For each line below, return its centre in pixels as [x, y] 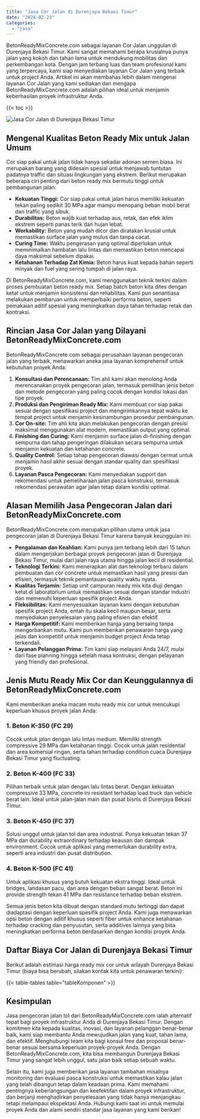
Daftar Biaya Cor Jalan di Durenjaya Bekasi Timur [99, 950]
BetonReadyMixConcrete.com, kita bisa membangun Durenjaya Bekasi [93, 1054]
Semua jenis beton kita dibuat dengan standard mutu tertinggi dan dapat [95, 906]
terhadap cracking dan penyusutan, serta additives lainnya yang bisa [91, 925]
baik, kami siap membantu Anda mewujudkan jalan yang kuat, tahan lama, [97, 1035]
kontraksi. [19, 312]
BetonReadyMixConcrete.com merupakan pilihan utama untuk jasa [88, 529]
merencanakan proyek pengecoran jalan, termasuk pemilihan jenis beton [104, 385]
